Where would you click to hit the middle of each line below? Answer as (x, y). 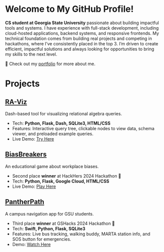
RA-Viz (16, 102)
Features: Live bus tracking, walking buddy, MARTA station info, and (81, 234)
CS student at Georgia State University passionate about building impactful (82, 23)
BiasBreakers (26, 155)
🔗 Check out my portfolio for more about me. (50, 64)
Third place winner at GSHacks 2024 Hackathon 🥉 (64, 223)
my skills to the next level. (31, 54)
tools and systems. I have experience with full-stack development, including (82, 28)
